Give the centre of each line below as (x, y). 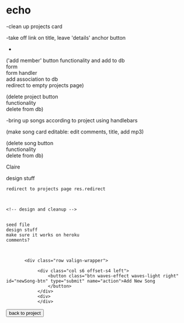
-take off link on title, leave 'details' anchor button (66, 37)
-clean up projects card (34, 26)
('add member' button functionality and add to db (65, 60)
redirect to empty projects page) (45, 85)
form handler (22, 73)
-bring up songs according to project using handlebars (72, 120)
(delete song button (30, 143)
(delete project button (32, 97)
